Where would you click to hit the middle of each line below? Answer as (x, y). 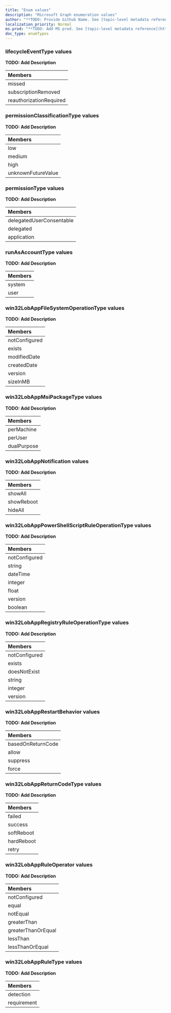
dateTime (19, 574)
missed (17, 84)
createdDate (23, 365)
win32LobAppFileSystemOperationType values (65, 308)
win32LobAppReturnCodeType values (53, 784)
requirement (22, 1002)
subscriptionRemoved (34, 92)
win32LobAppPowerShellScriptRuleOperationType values (78, 525)
